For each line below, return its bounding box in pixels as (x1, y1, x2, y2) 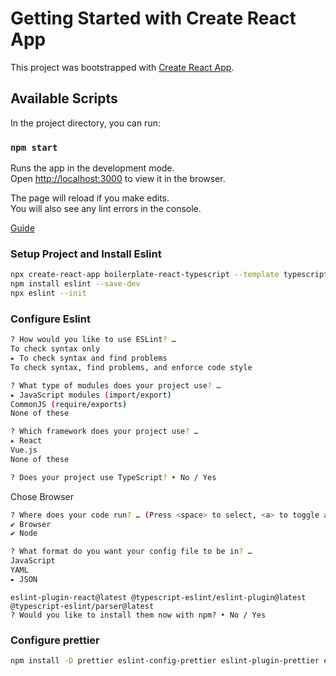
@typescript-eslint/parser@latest (10, 601, 155, 611)
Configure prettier (10, 633, 100, 647)
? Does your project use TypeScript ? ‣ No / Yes (10, 472, 217, 482)
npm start (10, 142, 58, 153)
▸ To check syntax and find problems (10, 353, 168, 364)
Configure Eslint (10, 312, 91, 326)
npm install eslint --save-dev (10, 279, 141, 289)
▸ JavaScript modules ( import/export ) (10, 390, 172, 400)
